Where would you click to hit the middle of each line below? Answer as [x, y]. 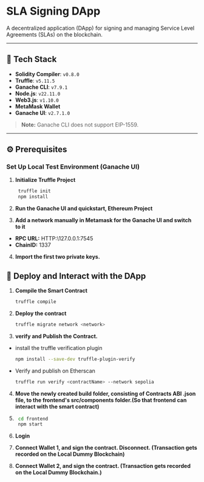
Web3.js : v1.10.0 [37, 100]
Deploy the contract [41, 313]
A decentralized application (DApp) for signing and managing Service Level [100, 28]
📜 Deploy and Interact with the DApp [76, 276]
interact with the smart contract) [57, 407]
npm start [30, 424]
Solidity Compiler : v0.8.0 [47, 74]
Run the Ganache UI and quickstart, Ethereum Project [84, 209]
